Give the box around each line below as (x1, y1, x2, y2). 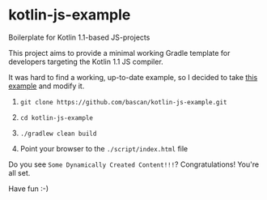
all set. (8, 168, 31, 177)
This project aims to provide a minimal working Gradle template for (8, 48, 231, 57)
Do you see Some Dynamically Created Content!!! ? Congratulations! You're (8, 160, 260, 169)
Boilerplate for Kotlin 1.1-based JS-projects (8, 32, 150, 42)
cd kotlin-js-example (19, 113, 93, 122)
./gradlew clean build (19, 130, 97, 138)
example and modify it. (8, 81, 85, 91)
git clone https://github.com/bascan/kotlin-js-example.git (19, 98, 227, 106)
